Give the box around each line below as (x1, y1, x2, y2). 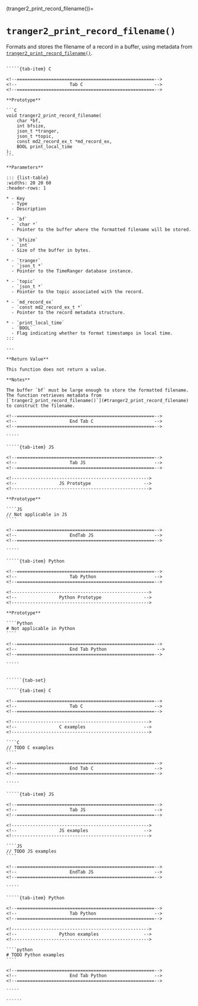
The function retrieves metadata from (6, 392, 102, 398)
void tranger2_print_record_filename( (6, 113, 102, 118)
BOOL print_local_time (17, 143, 73, 150)
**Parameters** (6, 164, 44, 171)
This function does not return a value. (6, 367, 108, 372)
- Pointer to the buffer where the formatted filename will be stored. (11, 226, 192, 233)
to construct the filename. (6, 403, 76, 409)
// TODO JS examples (6, 848, 57, 854)
